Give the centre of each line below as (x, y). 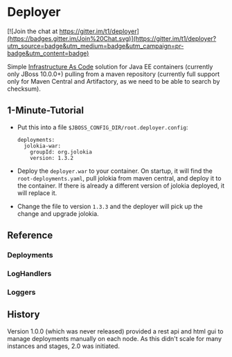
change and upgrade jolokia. (58, 213)
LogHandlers (29, 273)
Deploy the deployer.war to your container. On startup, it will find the (115, 171)
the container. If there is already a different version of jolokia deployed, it (121, 185)
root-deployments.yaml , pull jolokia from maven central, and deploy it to (119, 178)
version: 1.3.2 (52, 158)
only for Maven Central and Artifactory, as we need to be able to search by (114, 81)
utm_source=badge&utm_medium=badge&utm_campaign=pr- (96, 46)
